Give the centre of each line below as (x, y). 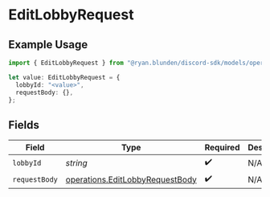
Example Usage (48, 45)
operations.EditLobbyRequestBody (131, 179)
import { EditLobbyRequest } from (66, 63)
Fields (24, 125)
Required (222, 148)
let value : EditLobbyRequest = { (64, 77)
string (77, 162)
